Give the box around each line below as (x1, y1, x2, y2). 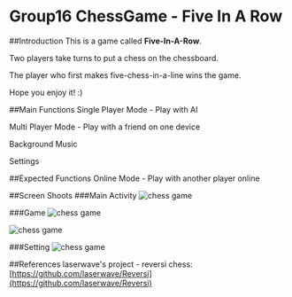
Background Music (9, 138, 78, 149)
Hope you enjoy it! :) (9, 87, 83, 98)
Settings (9, 155, 40, 166)
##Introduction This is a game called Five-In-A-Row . (9, 35, 202, 46)
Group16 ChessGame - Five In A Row (9, 6, 283, 27)
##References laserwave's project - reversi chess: (9, 259, 193, 270)
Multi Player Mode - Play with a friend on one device (9, 121, 201, 132)
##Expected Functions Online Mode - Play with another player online (9, 173, 260, 184)
